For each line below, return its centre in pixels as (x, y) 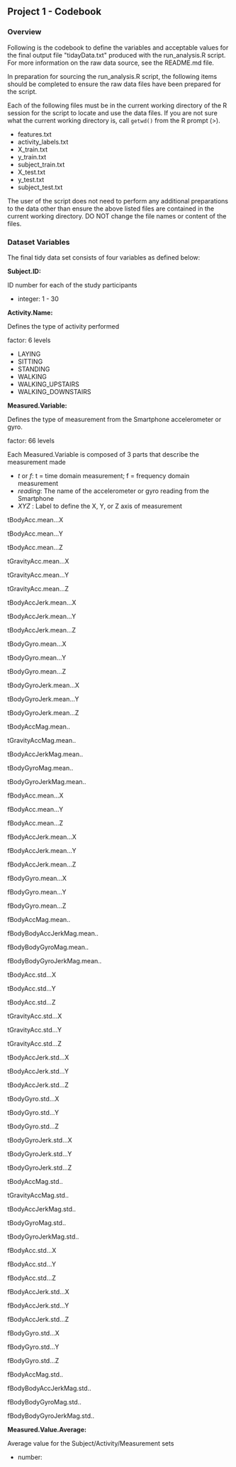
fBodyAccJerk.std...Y (38, 1306)
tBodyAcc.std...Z (32, 1002)
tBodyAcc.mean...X (35, 519)
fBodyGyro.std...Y (33, 1347)
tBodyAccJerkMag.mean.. (45, 754)
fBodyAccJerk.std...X (38, 1291)
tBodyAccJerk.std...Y (38, 1071)
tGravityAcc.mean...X (38, 561)
